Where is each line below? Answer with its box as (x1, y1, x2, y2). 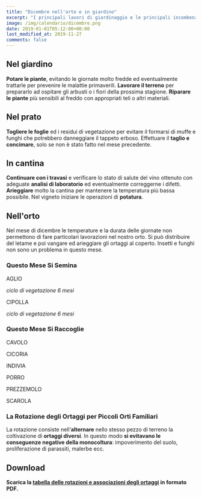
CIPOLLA (6, 298, 29, 305)
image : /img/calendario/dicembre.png (6, 20, 101, 26)
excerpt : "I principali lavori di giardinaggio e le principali (6, 14, 171, 21)
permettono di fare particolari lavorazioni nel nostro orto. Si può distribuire (6, 233, 191, 241)
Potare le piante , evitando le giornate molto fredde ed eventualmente (6, 75, 178, 82)
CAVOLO (6, 338, 28, 346)
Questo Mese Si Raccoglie (6, 325, 84, 334)
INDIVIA (6, 362, 26, 369)
